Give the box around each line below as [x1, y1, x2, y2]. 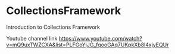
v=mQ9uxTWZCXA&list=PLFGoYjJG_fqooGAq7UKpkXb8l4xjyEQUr [6, 41, 169, 48]
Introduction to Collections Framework [6, 23, 100, 31]
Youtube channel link [6, 35, 58, 42]
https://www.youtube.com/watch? [58, 35, 143, 42]
